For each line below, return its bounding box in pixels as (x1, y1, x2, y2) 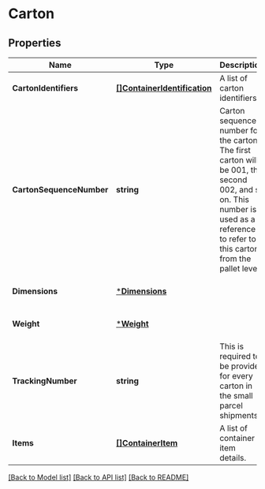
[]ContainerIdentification (115, 83, 212, 93)
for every (219, 371, 254, 381)
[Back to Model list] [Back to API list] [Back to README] (8, 472, 189, 482)
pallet (219, 263, 241, 274)
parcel (219, 400, 243, 411)
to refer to (219, 233, 256, 244)
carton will (219, 155, 259, 166)
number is (219, 204, 257, 215)
